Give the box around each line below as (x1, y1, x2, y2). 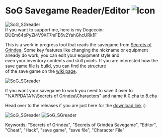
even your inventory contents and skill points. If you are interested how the (5, 57, 158, 63)
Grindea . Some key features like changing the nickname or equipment (5, 47, 148, 53)
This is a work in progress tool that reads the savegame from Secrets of (5, 41, 152, 47)
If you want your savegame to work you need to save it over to (5, 87, 133, 93)
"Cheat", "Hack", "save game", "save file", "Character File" (5, 127, 125, 133)
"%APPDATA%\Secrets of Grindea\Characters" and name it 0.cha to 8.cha (5, 93, 158, 99)
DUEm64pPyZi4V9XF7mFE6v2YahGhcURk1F (5, 32, 97, 38)
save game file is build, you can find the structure (5, 63, 106, 69)
